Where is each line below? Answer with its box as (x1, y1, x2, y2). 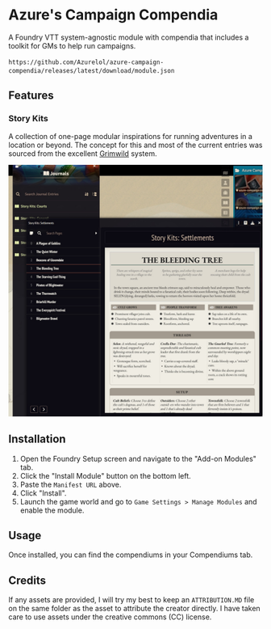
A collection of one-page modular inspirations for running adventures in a (8, 131, 252, 141)
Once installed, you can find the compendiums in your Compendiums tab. (8, 550, 253, 559)
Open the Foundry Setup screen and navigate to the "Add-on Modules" (19, 454, 256, 463)
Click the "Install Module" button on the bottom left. (19, 471, 191, 480)
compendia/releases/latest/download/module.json (8, 66, 175, 74)
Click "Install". (19, 488, 67, 498)
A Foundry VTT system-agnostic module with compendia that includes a (8, 32, 249, 42)
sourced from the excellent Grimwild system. (8, 148, 157, 158)
